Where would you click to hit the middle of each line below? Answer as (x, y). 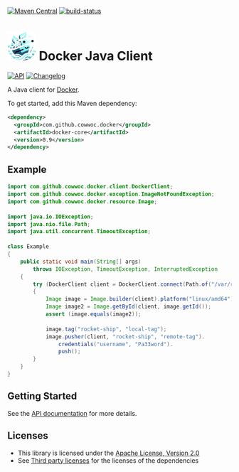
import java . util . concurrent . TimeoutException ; (79, 232)
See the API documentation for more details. (72, 413)
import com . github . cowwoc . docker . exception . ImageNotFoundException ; (111, 194)
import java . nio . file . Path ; (49, 224)
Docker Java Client (96, 56)
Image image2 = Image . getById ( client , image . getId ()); (128, 307)
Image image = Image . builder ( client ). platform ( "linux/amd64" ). (141, 299)
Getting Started (42, 396)
